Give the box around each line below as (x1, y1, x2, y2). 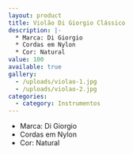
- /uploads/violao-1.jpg (15, 77, 97, 85)
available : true (8, 63, 62, 71)
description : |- (8, 26, 62, 34)
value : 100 (8, 56, 44, 64)
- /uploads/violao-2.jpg (15, 85, 97, 93)
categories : (8, 92, 47, 100)
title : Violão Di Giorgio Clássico (8, 19, 126, 27)
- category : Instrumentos (15, 100, 101, 107)
